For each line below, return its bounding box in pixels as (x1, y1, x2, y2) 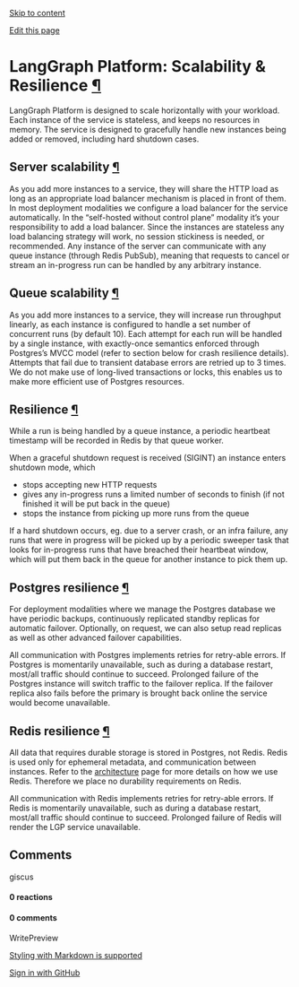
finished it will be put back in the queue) (21, 498, 171, 509)
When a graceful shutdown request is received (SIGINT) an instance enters (9, 453, 286, 463)
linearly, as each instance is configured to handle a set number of (9, 318, 251, 330)
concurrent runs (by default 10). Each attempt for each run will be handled (9, 328, 283, 339)
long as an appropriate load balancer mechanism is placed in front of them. (9, 193, 286, 203)
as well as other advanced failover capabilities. (9, 632, 182, 644)
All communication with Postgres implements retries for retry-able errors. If (9, 650, 286, 661)
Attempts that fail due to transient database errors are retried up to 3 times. (9, 357, 286, 368)
